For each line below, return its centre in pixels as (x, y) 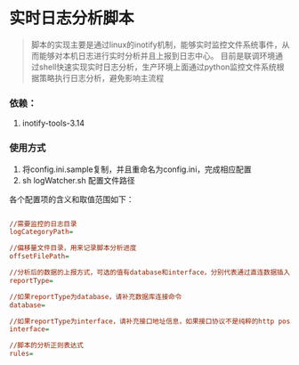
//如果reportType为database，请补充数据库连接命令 (96, 296)
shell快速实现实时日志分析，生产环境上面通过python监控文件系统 (158, 67)
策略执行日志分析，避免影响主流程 (101, 77)
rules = (21, 354)
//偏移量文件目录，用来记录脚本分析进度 (73, 248)
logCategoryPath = (41, 232)
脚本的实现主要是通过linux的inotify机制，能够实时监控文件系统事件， (156, 45)
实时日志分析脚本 (72, 18)
